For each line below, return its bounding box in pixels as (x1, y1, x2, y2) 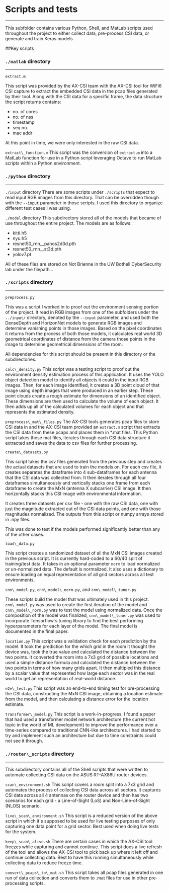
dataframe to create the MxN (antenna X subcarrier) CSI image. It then (5, 485, 151, 491)
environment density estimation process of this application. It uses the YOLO (5, 371, 164, 377)
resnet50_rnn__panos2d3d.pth (12, 240, 76, 247)
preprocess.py (5, 295, 35, 300)
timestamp (12, 119, 35, 125)
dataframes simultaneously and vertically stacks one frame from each (5, 479, 150, 486)
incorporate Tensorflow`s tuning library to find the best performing (5, 617, 143, 623)
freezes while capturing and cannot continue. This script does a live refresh (5, 844, 162, 850)
